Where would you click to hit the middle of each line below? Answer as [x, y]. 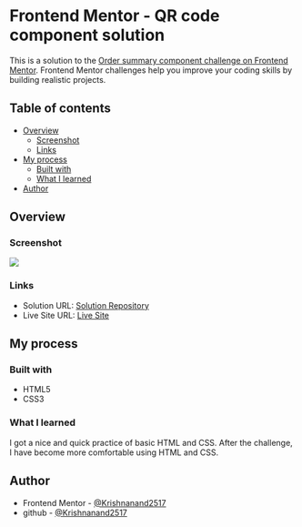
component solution [87, 35]
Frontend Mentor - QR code [115, 16]
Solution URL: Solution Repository [86, 305]
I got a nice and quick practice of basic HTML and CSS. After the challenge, [151, 442]
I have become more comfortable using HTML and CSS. [114, 452]
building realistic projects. [58, 79]
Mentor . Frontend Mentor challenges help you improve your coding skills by [151, 70]
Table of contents [60, 109]
